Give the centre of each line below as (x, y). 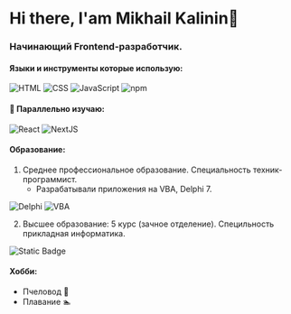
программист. (50, 179)
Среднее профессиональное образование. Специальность (136, 170)
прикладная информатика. (74, 233)
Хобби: (23, 272)
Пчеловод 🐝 (46, 291)
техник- (268, 170)
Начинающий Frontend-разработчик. (96, 47)
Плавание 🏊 (47, 301)
